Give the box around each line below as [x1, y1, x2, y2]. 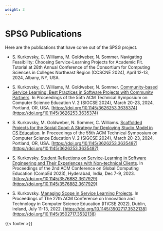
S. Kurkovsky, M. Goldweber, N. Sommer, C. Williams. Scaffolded [12, 119, 143, 125]
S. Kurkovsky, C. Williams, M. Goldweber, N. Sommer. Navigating [12, 54, 142, 60]
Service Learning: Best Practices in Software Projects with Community [12, 89, 153, 95]
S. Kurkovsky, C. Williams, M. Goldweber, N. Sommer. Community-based [12, 84, 158, 90]
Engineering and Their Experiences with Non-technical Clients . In [12, 160, 144, 166]
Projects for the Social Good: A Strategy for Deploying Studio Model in [12, 125, 153, 130]
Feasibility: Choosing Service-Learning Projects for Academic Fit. [12, 59, 144, 65]
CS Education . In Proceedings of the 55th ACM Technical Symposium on [12, 130, 158, 136]
